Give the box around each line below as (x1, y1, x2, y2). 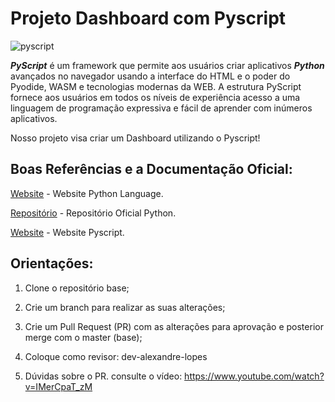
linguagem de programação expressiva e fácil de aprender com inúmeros (10, 102, 313, 114)
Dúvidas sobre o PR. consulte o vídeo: (24, 370, 183, 382)
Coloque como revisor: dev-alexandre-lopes (24, 350, 208, 362)
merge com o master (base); (24, 331, 143, 343)
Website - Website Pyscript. (10, 226, 125, 238)
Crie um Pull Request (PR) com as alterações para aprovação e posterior (24, 320, 324, 332)
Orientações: (10, 255, 94, 272)
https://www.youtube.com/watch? (184, 370, 325, 382)
